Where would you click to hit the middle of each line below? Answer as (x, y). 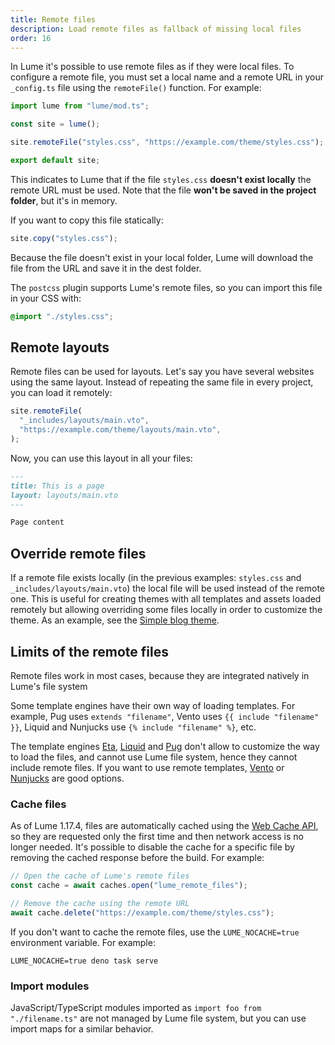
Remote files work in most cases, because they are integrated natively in (160, 675)
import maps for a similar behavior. (82, 1029)
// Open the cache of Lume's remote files (100, 876)
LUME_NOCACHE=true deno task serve (84, 961)
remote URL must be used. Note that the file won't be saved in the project (163, 190)
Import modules (50, 986)
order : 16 (31, 38)
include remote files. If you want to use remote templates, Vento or (147, 767)
